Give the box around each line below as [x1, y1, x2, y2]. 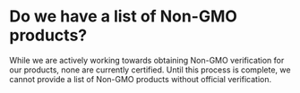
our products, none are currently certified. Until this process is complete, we [9, 64, 291, 75]
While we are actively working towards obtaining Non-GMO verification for [9, 55, 285, 65]
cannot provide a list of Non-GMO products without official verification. [9, 73, 271, 84]
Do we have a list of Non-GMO [9, 6, 237, 27]
